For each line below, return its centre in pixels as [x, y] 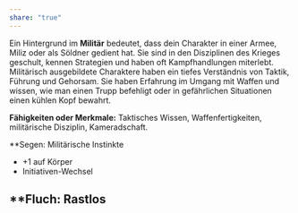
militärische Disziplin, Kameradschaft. [79, 127]
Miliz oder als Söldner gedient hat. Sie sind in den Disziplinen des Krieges [145, 52]
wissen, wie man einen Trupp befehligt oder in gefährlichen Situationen [141, 90]
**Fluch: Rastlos [58, 199]
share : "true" [36, 17]
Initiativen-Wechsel [58, 171]
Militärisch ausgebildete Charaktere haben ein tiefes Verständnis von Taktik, [149, 72]
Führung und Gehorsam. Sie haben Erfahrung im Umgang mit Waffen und [145, 81]
